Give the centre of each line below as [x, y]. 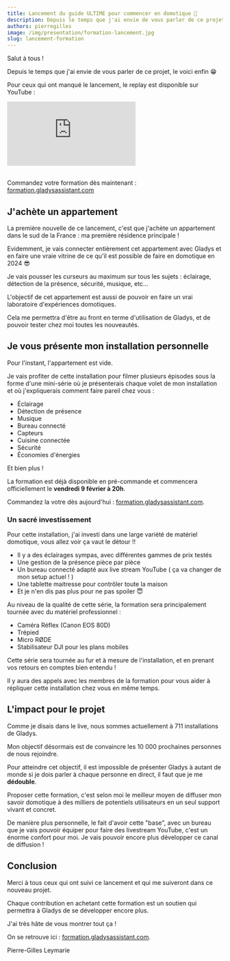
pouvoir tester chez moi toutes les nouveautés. [73, 324]
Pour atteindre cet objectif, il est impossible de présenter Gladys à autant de [114, 767]
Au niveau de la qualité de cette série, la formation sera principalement [107, 605]
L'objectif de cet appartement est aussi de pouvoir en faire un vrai [100, 297]
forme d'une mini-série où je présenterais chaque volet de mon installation [112, 383]
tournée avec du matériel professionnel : [64, 612]
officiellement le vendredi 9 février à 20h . [66, 488]
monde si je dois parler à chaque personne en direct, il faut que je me [105, 774]
